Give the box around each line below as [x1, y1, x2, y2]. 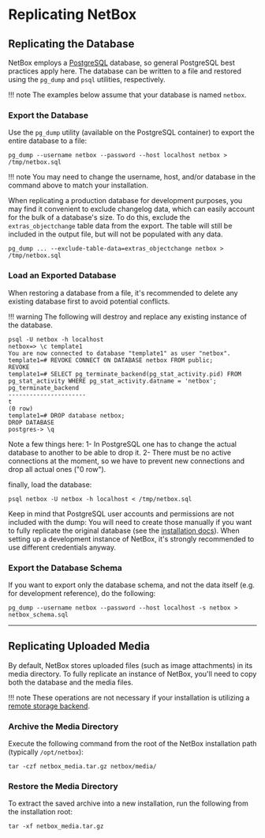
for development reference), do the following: [8, 588, 156, 598]
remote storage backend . [8, 701, 91, 711]
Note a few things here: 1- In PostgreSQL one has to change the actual [8, 439, 237, 448]
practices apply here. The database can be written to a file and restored [8, 66, 242, 76]
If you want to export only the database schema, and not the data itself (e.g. [8, 579, 255, 590]
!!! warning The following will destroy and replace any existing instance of [8, 311, 247, 321]
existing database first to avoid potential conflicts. [8, 296, 170, 306]
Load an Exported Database [8, 270, 117, 281]
